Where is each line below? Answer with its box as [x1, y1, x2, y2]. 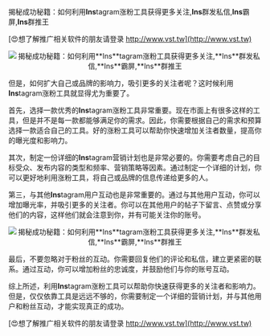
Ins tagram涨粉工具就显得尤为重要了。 [8, 88, 134, 98]
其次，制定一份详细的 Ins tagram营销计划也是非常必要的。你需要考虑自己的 [8, 153, 253, 162]
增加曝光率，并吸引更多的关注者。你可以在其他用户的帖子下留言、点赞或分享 [8, 200, 262, 209]
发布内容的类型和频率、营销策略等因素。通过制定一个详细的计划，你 [35, 163, 262, 172]
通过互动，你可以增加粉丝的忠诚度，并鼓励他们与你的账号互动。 [22, 264, 234, 273]
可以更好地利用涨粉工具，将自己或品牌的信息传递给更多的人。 [8, 173, 213, 182]
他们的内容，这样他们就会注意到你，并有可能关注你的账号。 [8, 210, 206, 219]
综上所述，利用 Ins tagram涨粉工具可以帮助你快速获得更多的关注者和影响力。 [8, 281, 260, 291]
